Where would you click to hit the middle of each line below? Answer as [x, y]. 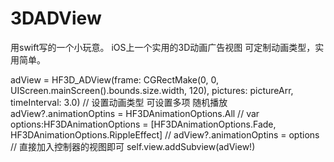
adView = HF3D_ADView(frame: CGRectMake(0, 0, [115, 79]
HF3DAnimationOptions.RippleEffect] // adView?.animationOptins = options [165, 134]
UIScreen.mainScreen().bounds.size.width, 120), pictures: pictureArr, [152, 90]
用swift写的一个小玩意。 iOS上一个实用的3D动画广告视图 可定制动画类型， [163, 47]
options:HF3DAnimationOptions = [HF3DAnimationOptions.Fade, [143, 124]
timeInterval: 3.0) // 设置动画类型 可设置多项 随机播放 [119, 102]
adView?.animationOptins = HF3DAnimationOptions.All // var [135, 113]
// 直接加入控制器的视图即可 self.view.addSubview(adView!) [133, 146]
